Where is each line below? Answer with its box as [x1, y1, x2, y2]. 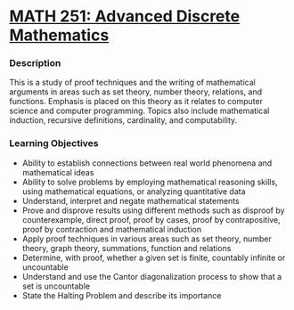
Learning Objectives [9, 137, 100, 150]
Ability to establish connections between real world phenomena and [21, 158, 273, 168]
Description [9, 57, 61, 69]
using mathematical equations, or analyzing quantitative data [21, 185, 246, 197]
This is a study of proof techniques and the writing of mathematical [9, 77, 256, 88]
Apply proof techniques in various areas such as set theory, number [21, 233, 272, 244]
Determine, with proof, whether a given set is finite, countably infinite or [21, 252, 286, 263]
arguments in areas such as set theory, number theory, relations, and [9, 86, 263, 97]
